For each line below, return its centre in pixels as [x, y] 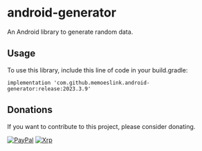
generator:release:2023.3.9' [49, 89]
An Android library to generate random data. [70, 32]
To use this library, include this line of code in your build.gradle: [98, 70]
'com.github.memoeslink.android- [102, 83]
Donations [30, 110]
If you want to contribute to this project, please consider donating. [101, 126]
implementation [29, 83]
